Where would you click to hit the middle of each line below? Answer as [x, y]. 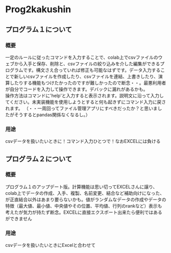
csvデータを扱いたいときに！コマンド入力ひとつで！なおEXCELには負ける [83, 141]
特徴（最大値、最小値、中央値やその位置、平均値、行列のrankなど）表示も [84, 206]
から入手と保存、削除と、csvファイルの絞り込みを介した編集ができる [87, 64]
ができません [19, 218]
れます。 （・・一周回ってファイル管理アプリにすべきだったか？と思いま [81, 108]
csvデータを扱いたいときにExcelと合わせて [51, 245]
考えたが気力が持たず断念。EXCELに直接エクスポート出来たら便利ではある [84, 212]
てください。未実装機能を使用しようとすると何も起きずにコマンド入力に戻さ [86, 102]
